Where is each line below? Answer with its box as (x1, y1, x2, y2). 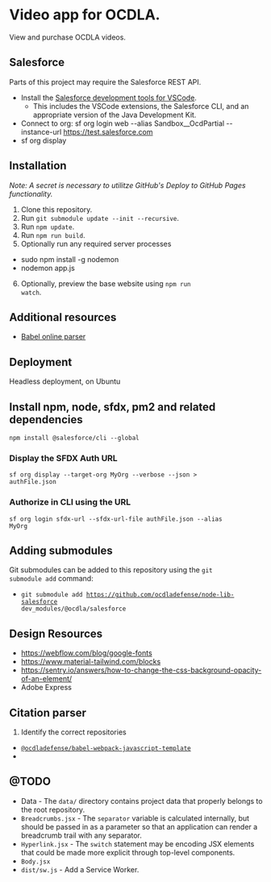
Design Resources (9, 626, 103, 640)
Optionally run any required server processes (20, 239, 172, 248)
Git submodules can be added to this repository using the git (9, 565, 213, 575)
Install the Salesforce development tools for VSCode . (20, 93, 197, 102)
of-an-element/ (20, 674, 73, 684)
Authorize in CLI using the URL (9, 497, 131, 508)
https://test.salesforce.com (63, 127, 153, 136)
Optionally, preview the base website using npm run (20, 278, 191, 288)
